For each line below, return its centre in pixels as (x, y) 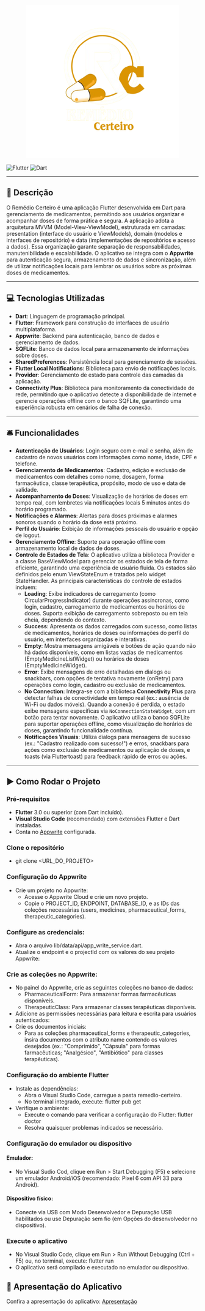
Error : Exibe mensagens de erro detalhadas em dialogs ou (97, 672)
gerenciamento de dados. (48, 342)
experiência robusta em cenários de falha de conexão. (84, 407)
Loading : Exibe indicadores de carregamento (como (90, 594)
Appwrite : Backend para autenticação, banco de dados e (87, 336)
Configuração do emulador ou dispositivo (69, 1143)
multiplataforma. (36, 329)
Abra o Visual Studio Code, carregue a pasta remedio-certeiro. (103, 1095)
